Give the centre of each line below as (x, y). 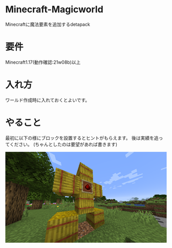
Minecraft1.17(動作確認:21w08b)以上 (43, 62)
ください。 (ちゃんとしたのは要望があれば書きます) (63, 144)
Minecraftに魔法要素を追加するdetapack (48, 24)
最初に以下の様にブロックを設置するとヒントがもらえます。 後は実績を (80, 138)
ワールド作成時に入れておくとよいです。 (48, 100)
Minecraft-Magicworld (54, 9)
